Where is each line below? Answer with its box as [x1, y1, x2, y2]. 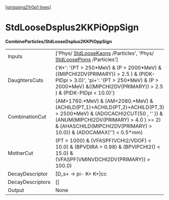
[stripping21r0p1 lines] [5, 5, 51, 10]
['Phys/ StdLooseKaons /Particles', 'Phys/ [55, 50, 154, 57]
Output [8, 186, 24, 193]
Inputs [8, 53, 23, 60]
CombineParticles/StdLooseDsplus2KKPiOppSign [5, 38, 112, 44]
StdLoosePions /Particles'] [55, 56, 118, 63]
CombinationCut [8, 113, 46, 120]
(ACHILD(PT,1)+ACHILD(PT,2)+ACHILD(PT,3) [55, 104, 164, 111]
